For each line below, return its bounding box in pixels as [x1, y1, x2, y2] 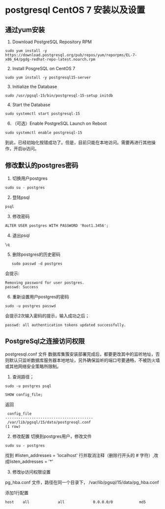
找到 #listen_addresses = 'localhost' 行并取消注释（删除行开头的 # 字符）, [5, 452, 154, 458]
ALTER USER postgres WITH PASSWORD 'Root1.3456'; [5, 223, 109, 228]
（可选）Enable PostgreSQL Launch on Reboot [12, 121, 107, 126]
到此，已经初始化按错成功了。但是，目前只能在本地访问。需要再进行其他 [5, 139, 151, 145]
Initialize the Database [12, 84, 57, 89]
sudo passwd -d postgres [11, 261, 63, 266]
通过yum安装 [5, 26, 45, 34]
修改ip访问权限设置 [12, 469, 51, 475]
